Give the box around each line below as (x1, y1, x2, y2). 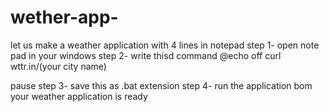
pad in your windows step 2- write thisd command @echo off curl (10, 49, 282, 61)
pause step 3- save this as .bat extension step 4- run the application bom (10, 79, 313, 91)
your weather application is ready (10, 90, 148, 102)
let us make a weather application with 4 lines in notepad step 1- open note (10, 39, 320, 51)
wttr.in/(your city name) (10, 60, 107, 72)
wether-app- (10, 6, 119, 29)
